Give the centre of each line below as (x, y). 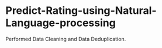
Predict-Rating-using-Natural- (81, 11)
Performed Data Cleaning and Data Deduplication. (66, 39)
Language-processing (61, 23)
